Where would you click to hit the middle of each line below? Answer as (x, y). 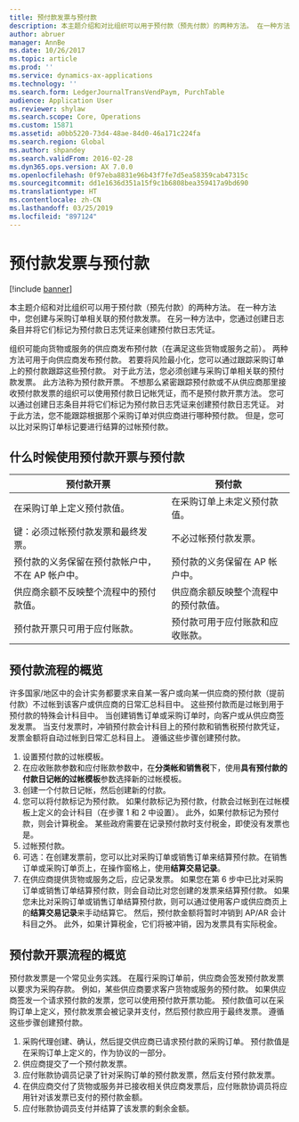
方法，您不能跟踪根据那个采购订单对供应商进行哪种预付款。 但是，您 (150, 415)
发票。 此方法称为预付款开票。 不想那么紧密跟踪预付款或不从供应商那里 (147, 382)
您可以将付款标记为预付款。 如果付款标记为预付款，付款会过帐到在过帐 (152, 801)
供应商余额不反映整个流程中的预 (81, 592)
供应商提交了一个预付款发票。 (77, 1064)
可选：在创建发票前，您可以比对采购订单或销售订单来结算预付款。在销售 (154, 857)
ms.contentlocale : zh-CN (55, 200)
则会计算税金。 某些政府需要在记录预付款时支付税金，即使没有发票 (160, 824)
